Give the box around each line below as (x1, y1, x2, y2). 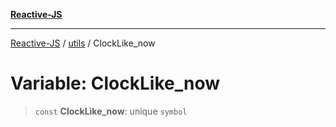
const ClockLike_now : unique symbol (34, 105, 188, 117)
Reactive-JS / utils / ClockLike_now (10, 37, 156, 49)
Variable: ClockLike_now (10, 72, 220, 95)
